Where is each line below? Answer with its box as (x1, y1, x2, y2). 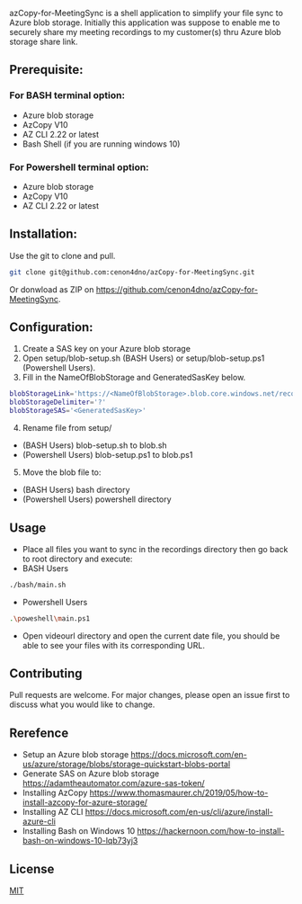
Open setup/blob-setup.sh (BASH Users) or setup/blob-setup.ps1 (22, 353, 265, 363)
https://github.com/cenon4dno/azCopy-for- (95, 283, 259, 295)
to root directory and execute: (22, 553, 133, 564)
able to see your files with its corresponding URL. (22, 640, 205, 650)
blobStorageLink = (9, 389, 75, 398)
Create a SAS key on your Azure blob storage (22, 344, 191, 354)
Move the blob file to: (22, 467, 102, 478)
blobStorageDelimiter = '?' (9, 398, 106, 407)
